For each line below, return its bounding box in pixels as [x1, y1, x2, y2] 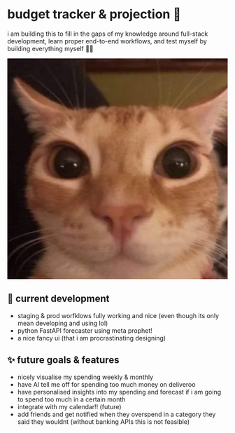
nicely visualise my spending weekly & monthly [17, 373, 154, 381]
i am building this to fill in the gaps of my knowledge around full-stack [7, 29, 208, 38]
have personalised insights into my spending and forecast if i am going [17, 387, 222, 396]
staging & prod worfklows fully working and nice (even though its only [17, 311, 219, 319]
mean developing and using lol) [17, 319, 108, 327]
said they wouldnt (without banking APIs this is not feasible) [17, 417, 190, 426]
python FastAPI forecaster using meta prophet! [17, 326, 152, 335]
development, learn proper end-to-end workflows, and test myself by [7, 36, 208, 45]
